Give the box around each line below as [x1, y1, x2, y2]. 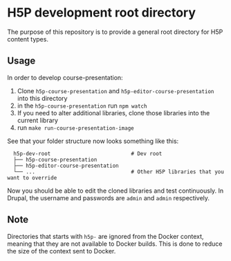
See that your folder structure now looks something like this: [7, 137, 179, 145]
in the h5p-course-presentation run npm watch [17, 101, 147, 110]
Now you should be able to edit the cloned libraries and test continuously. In [7, 186, 224, 195]
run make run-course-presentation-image [17, 123, 134, 132]
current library [17, 116, 59, 124]
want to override [7, 174, 57, 181]
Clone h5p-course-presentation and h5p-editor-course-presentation [17, 86, 214, 95]
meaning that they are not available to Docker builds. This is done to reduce [7, 240, 223, 248]
